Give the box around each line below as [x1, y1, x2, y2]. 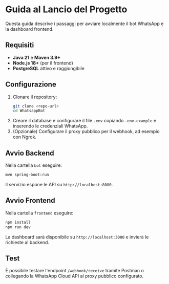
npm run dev [5, 224, 31, 230]
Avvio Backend [5, 148, 54, 157]
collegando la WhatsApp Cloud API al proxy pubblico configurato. [5, 273, 144, 279]
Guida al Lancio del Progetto [5, 4, 128, 15]
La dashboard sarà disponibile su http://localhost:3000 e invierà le [5, 234, 149, 240]
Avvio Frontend [5, 196, 55, 205]
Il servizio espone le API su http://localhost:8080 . [5, 182, 113, 187]
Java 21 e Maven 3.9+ [12, 54, 60, 60]
